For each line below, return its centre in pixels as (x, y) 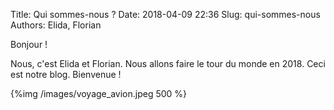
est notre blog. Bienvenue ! (66, 74)
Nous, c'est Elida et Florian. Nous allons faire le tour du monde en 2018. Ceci (168, 63)
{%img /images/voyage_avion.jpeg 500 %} (99, 93)
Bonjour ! (29, 44)
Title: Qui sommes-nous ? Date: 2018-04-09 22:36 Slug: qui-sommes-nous (165, 14)
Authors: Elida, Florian (56, 25)
